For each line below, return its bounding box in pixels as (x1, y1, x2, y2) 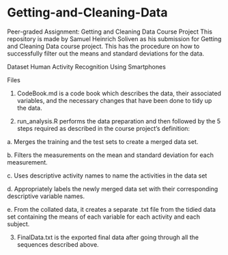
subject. (7, 219, 30, 228)
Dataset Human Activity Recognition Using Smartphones (7, 62, 166, 71)
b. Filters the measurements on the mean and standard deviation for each (7, 151, 214, 159)
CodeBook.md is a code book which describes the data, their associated (16, 89, 222, 97)
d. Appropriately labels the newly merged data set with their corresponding (7, 184, 218, 193)
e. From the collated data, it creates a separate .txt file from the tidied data (7, 205, 216, 213)
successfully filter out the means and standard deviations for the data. (7, 49, 205, 58)
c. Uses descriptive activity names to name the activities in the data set (7, 171, 208, 180)
